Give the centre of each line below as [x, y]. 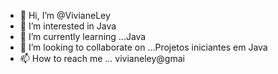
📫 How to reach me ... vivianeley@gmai [102, 58]
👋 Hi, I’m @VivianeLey [65, 15]
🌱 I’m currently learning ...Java [83, 36]
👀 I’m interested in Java [68, 26]
